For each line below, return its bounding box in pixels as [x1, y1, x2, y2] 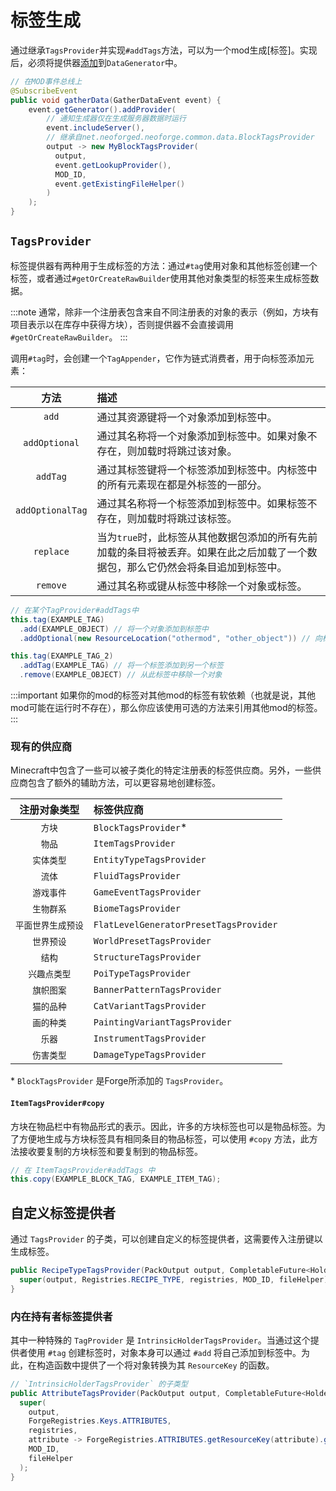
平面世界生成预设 [15, 920, 84, 931]
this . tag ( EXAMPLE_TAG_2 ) [10, 651, 114, 661]
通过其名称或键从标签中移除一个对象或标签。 [96, 579, 308, 593]
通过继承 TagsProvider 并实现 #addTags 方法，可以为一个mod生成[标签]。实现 [10, 44, 318, 56]
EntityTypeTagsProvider [93, 854, 207, 866]
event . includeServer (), [46, 123, 145, 133]
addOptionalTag [15, 504, 88, 516]
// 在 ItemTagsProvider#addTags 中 [10, 1165, 156, 1175]
